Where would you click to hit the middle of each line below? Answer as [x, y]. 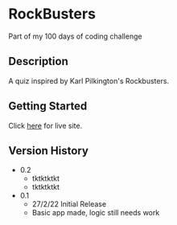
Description [38, 61]
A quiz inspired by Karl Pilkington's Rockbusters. [89, 80]
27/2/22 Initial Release [69, 204]
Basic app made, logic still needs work [96, 213]
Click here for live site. [45, 125]
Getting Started [48, 106]
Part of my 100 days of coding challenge [75, 36]
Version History [48, 151]
